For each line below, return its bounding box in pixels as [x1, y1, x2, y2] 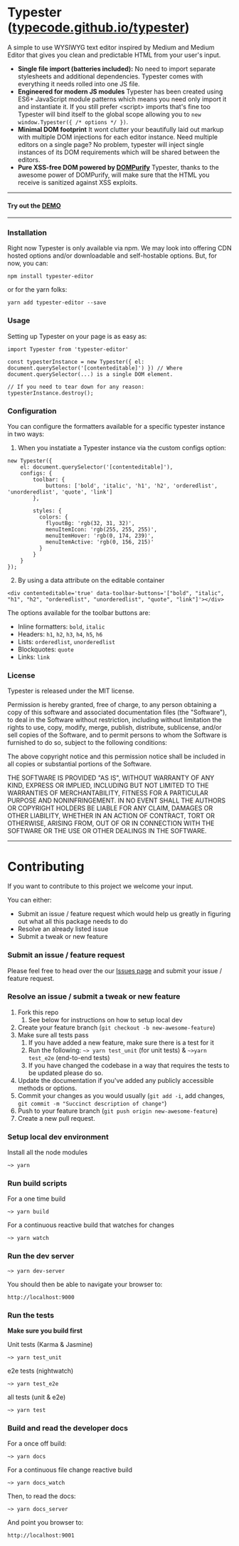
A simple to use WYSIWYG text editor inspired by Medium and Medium [7, 43, 215, 51]
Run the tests [7, 1310, 55, 1320]
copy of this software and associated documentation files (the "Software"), [7, 708, 228, 717]
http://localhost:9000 [7, 1293, 75, 1301]
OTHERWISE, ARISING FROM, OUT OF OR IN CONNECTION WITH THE [7, 819, 215, 828]
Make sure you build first [7, 1326, 83, 1335]
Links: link [17, 653, 51, 661]
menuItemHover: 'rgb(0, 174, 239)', [45, 532, 154, 539]
